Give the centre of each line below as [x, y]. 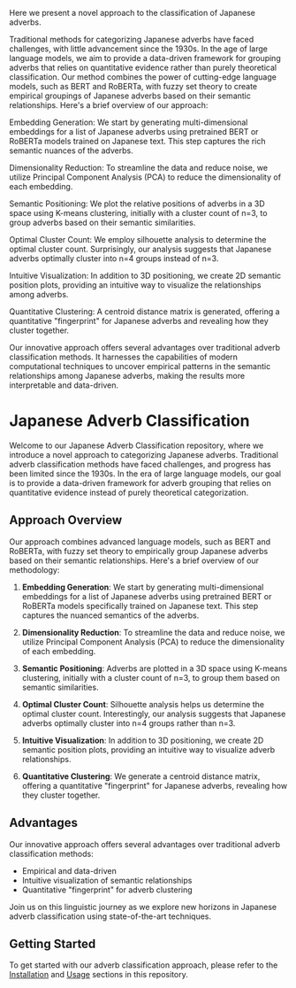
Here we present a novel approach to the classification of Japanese [133, 13]
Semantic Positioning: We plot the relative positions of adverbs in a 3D [137, 204]
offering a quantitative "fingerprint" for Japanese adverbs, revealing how [155, 785]
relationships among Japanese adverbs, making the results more [127, 376]
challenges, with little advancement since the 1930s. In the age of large [138, 49]
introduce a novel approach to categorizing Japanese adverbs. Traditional [144, 454]
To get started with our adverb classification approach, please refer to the [144, 965]
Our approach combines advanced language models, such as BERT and [140, 541]
